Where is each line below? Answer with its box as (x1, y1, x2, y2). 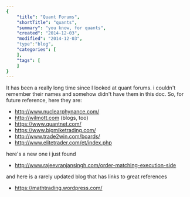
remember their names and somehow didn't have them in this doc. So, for (6, 91, 184, 98)
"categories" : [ (16, 47, 57, 53)
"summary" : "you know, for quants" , (16, 25, 107, 31)
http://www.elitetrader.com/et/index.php (14, 139, 113, 146)
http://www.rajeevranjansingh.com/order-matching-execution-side (14, 162, 177, 169)
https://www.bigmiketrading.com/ (14, 127, 96, 134)
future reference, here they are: (6, 97, 82, 104)
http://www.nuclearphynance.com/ (14, 108, 100, 115)
